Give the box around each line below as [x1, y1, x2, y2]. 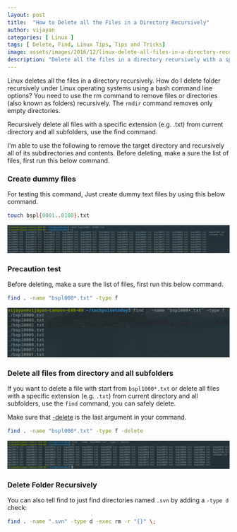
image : [7, 49, 27, 56]
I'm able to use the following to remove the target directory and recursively [7, 141, 224, 150]
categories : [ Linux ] [7, 34, 74, 41]
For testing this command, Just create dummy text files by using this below [7, 190, 226, 199]
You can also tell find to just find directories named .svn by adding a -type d [7, 496, 229, 504]
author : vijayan [7, 26, 55, 33]
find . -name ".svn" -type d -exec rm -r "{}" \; [7, 518, 157, 526]
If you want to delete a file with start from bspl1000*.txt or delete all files [7, 384, 220, 393]
